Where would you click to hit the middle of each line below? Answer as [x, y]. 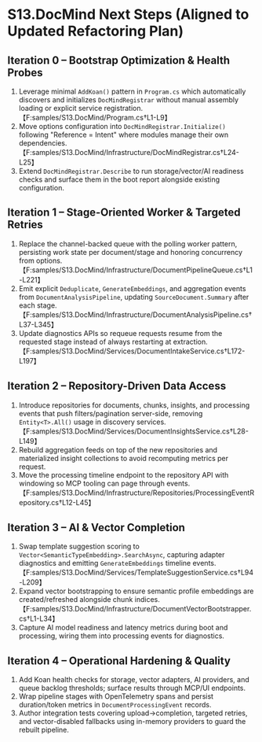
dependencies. [43, 143]
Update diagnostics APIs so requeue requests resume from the [120, 333]
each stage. [38, 305]
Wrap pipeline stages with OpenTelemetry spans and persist [116, 696]
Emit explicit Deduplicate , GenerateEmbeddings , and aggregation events [132, 288]
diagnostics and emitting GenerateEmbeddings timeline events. [117, 563]
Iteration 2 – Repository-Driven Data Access [117, 386]
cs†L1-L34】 [39, 618]
